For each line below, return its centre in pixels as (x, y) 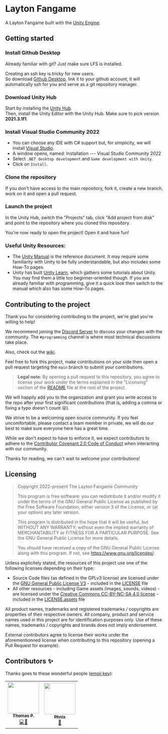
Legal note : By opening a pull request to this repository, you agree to (89, 377)
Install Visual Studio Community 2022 (52, 132)
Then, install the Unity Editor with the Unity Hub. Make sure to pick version (82, 113)
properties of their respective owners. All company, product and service (79, 614)
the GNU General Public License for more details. (68, 538)
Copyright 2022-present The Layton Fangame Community (77, 486)
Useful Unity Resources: (36, 245)
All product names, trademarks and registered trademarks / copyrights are (82, 609)
